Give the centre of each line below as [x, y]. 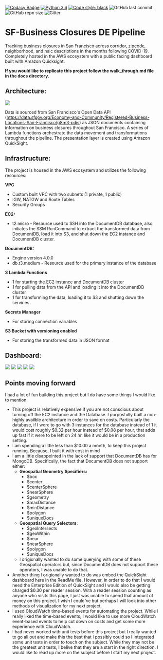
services [21, 302]
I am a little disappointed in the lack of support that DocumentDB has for [84, 456]
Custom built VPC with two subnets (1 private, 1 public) [67, 194]
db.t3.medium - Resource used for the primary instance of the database [84, 263]
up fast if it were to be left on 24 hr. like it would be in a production [79, 435]
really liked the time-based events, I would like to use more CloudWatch [84, 616]
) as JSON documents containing [113, 122]
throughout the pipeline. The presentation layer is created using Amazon [78, 138]
